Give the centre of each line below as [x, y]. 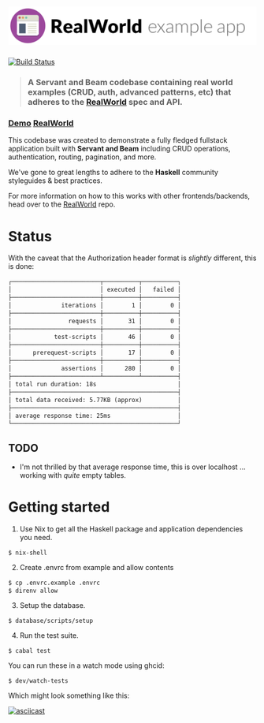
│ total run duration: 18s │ [95, 385]
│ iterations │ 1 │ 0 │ [95, 306]
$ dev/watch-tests [38, 681]
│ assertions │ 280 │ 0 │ [95, 369]
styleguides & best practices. [55, 181]
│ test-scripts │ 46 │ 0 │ [95, 337]
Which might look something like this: [69, 695]
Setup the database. [52, 606]
